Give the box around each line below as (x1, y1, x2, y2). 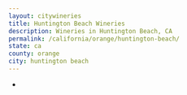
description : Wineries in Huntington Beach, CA (8, 27, 173, 35)
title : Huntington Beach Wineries (8, 19, 126, 28)
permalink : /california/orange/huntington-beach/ (8, 34, 180, 43)
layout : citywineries (8, 11, 82, 20)
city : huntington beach (8, 58, 89, 66)
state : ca (8, 42, 42, 50)
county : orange (8, 50, 60, 58)
